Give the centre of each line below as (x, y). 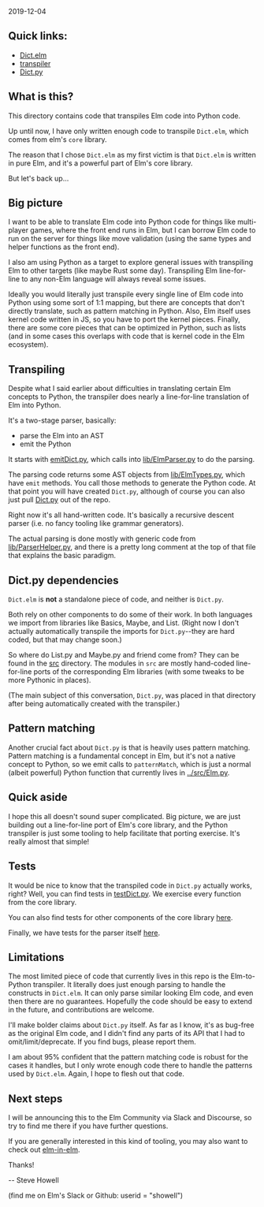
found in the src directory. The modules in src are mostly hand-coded (121, 663)
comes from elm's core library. (58, 139)
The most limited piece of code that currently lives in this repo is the (119, 976)
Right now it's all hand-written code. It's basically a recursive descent (121, 515)
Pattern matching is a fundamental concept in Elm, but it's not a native (122, 755)
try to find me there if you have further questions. (88, 1126)
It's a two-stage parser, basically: (62, 420)
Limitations (36, 957)
